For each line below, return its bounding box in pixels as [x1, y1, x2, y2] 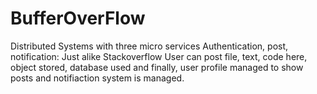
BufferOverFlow [10, 7, 146, 30]
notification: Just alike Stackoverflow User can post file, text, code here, [10, 50, 308, 62]
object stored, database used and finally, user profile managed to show [10, 61, 304, 73]
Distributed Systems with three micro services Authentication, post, [10, 40, 289, 52]
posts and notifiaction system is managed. [10, 72, 185, 84]
